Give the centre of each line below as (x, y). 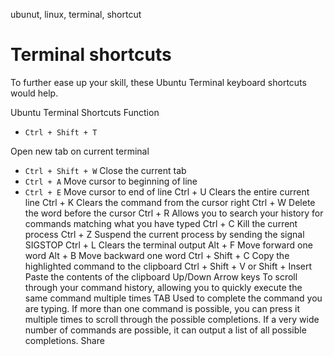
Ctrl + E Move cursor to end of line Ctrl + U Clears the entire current (167, 191)
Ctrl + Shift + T (61, 132)
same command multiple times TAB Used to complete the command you (173, 298)
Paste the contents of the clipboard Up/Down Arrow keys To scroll (161, 276)
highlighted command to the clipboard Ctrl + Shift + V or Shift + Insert (168, 266)
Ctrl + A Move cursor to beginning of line (111, 181)
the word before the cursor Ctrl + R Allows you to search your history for (174, 213)
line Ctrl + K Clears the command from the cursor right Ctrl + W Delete (170, 202)
